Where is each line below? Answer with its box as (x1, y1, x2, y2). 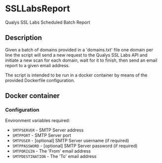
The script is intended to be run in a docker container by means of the (5, 72, 148, 78)
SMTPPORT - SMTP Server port (12, 132, 72, 138)
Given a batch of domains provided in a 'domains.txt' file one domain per (5, 46, 153, 52)
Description (5, 34, 42, 42)
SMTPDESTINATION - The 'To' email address (12, 154, 97, 160)
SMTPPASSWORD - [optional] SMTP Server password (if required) (12, 143, 138, 149)
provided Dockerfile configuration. (5, 77, 75, 83)
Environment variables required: (5, 118, 70, 123)
